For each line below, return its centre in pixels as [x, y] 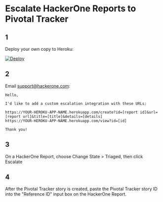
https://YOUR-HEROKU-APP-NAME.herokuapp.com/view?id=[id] [66, 121]
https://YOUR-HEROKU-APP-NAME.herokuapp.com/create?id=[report [72, 112]
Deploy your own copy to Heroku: [39, 49]
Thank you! [16, 129]
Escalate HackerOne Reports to [71, 9]
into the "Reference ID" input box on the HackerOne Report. [66, 194]
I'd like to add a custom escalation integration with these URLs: [76, 103]
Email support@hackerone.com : [38, 86]
